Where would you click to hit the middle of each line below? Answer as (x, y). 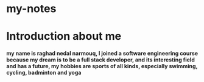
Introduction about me (64, 36)
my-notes (31, 9)
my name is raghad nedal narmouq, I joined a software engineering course (102, 53)
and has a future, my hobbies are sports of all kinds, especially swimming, (102, 66)
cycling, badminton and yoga (44, 72)
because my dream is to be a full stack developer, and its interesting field (100, 60)
